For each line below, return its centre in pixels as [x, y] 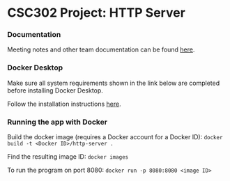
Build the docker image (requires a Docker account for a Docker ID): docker [115, 137]
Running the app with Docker [58, 122]
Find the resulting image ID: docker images [68, 157]
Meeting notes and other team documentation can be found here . [101, 49]
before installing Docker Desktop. [55, 90]
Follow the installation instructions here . [64, 104]
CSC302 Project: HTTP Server [97, 13]
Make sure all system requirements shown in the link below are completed [114, 83]
